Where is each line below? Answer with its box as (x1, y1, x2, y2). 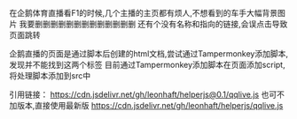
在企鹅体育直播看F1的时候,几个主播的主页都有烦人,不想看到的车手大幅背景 (9, 8, 278, 18)
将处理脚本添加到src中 (9, 71, 91, 81)
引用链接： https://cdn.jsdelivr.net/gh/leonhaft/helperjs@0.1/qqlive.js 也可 (9, 89, 277, 100)
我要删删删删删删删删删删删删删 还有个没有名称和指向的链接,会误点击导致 (19, 19, 288, 29)
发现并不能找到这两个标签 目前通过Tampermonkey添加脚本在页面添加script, (9, 60, 285, 70)
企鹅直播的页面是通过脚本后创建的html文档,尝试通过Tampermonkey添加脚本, (9, 48, 288, 59)
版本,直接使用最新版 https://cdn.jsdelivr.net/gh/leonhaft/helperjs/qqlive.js (16, 100, 284, 110)
